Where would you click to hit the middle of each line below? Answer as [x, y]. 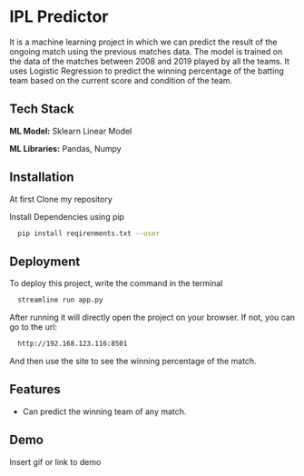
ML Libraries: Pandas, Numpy [65, 148]
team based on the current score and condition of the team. [121, 80]
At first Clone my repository [61, 199]
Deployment [45, 261]
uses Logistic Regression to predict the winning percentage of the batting [147, 71]
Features [35, 389]
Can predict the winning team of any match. [104, 412]
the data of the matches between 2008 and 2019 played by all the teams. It [150, 61]
